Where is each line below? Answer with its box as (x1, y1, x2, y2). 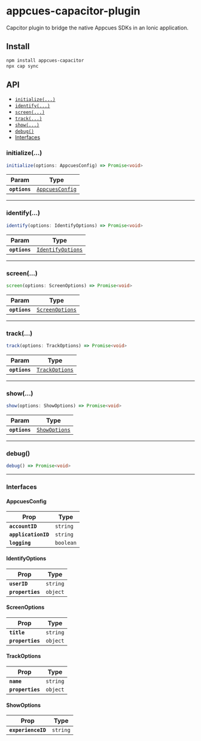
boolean (54, 539, 77, 546)
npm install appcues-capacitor (6, 57, 84, 64)
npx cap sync (6, 63, 39, 69)
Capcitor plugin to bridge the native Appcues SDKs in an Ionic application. (6, 24, 188, 31)
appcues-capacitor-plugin (6, 4, 141, 18)
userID (9, 580, 28, 587)
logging (9, 539, 31, 546)
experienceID (9, 727, 47, 734)
